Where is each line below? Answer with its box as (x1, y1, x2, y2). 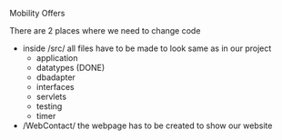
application (35, 53, 79, 63)
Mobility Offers (9, 8, 65, 18)
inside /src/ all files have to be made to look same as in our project (22, 43, 272, 54)
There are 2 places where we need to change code (9, 25, 201, 35)
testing (35, 101, 63, 112)
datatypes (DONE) (35, 63, 106, 73)
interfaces (35, 82, 75, 92)
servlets (35, 91, 66, 102)
